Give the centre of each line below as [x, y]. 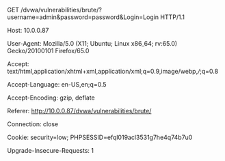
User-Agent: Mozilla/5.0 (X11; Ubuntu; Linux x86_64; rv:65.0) [92, 43]
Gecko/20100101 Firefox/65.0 [48, 51]
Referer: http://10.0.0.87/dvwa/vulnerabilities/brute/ [79, 111]
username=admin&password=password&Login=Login [83, 17]
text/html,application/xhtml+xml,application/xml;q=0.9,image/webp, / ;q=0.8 [113, 71]
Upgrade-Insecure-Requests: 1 [51, 150]
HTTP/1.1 [172, 17]
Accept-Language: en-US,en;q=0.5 [57, 84]
